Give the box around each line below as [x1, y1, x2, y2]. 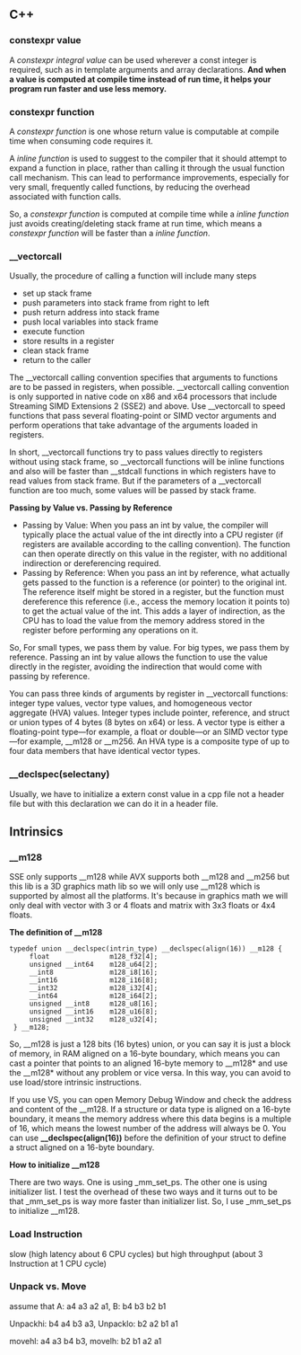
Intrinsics [9, 824, 64, 839]
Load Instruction [9, 1228, 83, 1241]
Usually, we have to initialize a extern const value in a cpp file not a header [9, 788, 285, 799]
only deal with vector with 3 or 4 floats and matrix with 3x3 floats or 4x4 [9, 900, 276, 911]
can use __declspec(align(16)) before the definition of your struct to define [9, 1132, 287, 1144]
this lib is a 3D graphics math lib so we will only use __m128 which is [9, 881, 261, 892]
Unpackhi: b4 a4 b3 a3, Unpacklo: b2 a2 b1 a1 [9, 1318, 179, 1329]
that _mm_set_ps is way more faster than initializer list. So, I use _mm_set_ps [9, 1196, 292, 1207]
